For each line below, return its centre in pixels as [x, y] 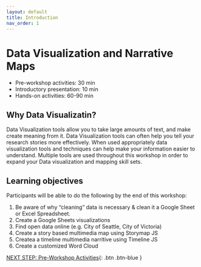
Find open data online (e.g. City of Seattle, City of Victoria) [88, 226]
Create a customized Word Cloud [56, 246]
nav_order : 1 [23, 23]
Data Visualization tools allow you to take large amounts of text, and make [99, 130]
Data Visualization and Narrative [90, 53]
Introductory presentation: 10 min [56, 89]
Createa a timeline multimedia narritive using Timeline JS [86, 239]
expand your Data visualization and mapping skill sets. [74, 162]
